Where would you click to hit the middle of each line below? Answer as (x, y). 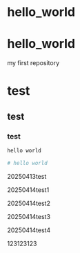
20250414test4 (29, 230)
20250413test (27, 176)
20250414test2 (29, 203)
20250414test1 (28, 190)
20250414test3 (29, 216)
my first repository (33, 63)
